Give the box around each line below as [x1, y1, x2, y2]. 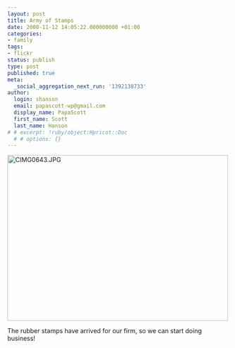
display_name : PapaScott [13, 109, 87, 116]
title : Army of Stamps [7, 17, 74, 24]
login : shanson [13, 96, 59, 103]
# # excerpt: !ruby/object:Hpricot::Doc [7, 129, 128, 136]
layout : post [7, 10, 46, 18]
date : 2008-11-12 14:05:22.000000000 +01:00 [7, 23, 140, 30]
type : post [7, 63, 40, 70]
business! [7, 334, 35, 343]
